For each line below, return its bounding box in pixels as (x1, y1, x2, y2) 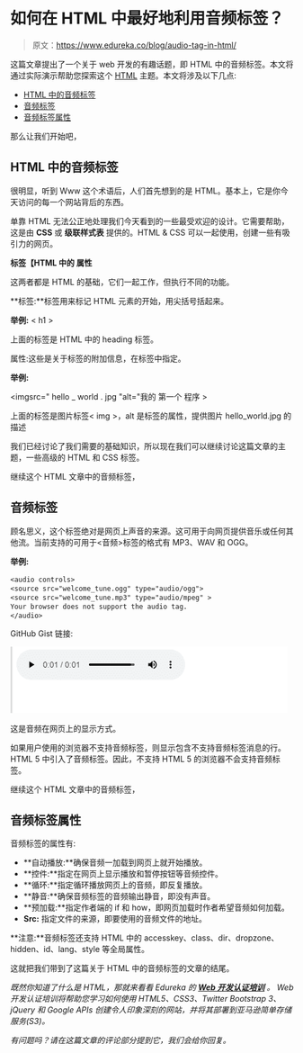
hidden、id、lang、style (10, 944, 101, 955)
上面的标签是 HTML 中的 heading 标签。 (10, 334, 159, 345)
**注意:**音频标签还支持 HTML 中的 (10, 932, 142, 943)
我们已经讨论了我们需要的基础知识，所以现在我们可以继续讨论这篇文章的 (10, 440, 278, 451)
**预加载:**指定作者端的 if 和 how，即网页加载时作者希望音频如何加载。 (22, 902, 290, 913)
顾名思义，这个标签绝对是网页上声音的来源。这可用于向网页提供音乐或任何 (10, 526, 286, 536)
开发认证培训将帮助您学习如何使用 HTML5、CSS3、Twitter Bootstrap (10, 994, 267, 1004)
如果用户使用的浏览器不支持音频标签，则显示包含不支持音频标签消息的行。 (10, 742, 286, 752)
